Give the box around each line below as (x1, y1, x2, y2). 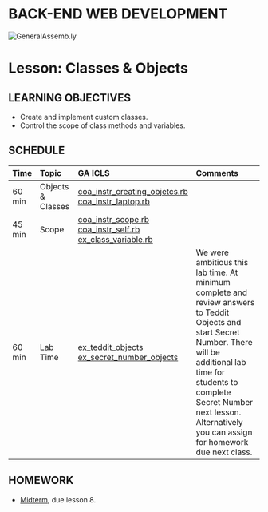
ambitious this (195, 256, 249, 268)
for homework (195, 436, 249, 447)
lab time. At (195, 267, 238, 278)
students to (195, 376, 238, 387)
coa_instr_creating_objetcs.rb (77, 185, 189, 196)
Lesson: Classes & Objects (8, 59, 189, 77)
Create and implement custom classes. (19, 112, 148, 121)
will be (195, 347, 221, 358)
